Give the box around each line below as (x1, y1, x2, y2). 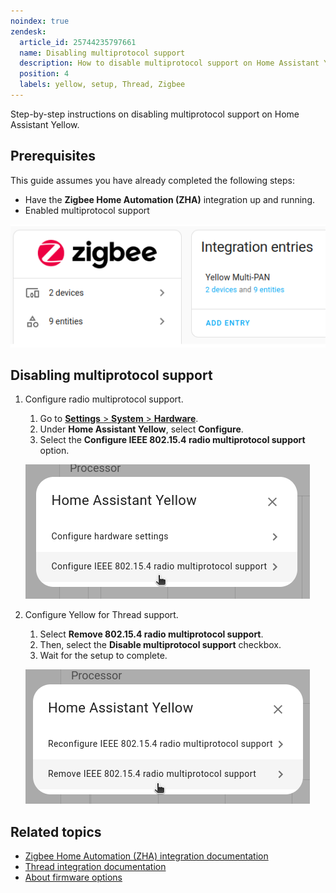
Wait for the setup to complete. (39, 650, 168, 662)
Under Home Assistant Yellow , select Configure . (39, 423, 244, 435)
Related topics (10, 823, 102, 840)
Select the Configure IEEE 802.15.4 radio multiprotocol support (39, 434, 306, 446)
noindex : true (10, 16, 70, 26)
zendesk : (10, 26, 47, 37)
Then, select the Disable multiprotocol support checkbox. (39, 639, 282, 651)
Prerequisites (10, 148, 96, 165)
